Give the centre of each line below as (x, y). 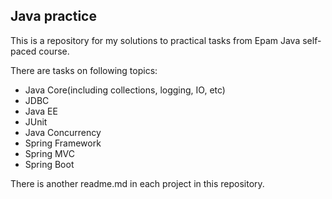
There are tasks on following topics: (84, 70)
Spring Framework (63, 143)
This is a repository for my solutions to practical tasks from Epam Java (155, 40)
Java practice (53, 16)
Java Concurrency (63, 132)
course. (54, 51)
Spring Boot (49, 164)
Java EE (41, 111)
